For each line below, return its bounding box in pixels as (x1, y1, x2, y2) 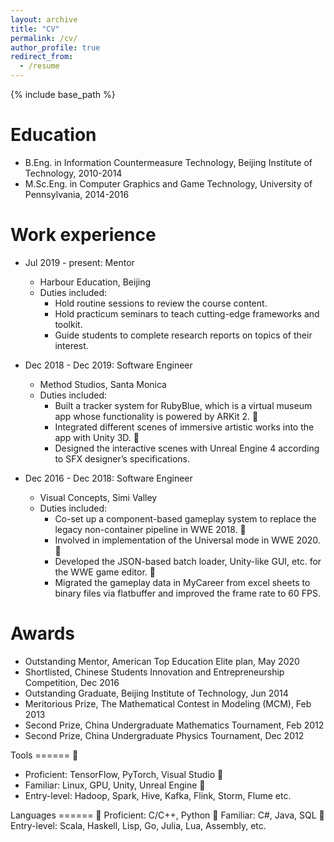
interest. (54, 339, 89, 351)
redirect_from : (10, 52, 74, 62)
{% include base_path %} (10, 89, 116, 100)
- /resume (19, 61, 60, 71)
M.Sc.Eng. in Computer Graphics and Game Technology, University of (24, 177, 313, 190)
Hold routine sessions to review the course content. (54, 297, 268, 309)
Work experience (10, 224, 157, 246)
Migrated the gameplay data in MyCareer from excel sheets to (54, 576, 311, 588)
